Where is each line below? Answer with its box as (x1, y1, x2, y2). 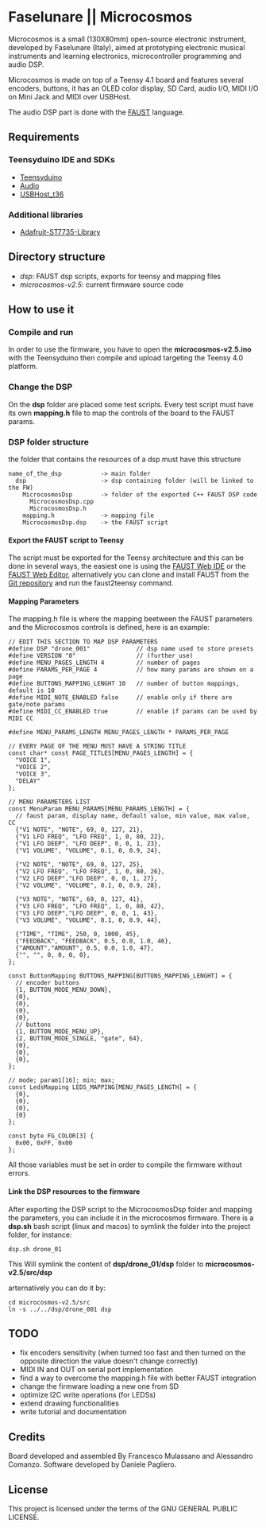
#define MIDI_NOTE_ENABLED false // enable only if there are (8, 694, 233, 702)
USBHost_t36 (19, 189, 64, 199)
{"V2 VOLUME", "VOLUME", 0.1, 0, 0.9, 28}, (15, 881, 161, 890)
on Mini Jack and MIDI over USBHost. (8, 91, 132, 101)
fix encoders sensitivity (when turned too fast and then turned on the (19, 1348, 246, 1358)
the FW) (8, 484, 34, 492)
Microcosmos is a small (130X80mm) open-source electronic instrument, (8, 34, 246, 44)
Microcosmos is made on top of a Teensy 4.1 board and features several (8, 75, 244, 84)
